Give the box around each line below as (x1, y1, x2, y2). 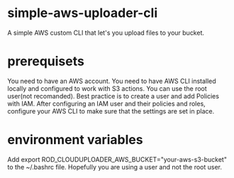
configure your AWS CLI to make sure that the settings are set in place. (7, 106, 215, 115)
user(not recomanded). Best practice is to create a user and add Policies (7, 91, 220, 100)
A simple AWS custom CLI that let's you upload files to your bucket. (7, 28, 204, 37)
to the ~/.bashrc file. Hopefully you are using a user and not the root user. (7, 162, 222, 171)
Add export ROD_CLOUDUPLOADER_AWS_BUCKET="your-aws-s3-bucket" (7, 155, 227, 164)
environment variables (7, 132, 143, 148)
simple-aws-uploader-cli (7, 5, 158, 21)
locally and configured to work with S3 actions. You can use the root (7, 84, 207, 93)
